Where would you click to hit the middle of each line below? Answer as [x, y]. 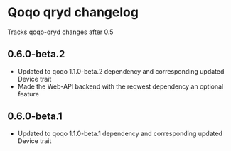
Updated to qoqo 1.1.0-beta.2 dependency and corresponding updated [121, 71]
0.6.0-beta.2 [36, 54]
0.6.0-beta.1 [35, 117]
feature [28, 94]
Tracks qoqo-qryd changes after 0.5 [60, 32]
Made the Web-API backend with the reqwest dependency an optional [120, 86]
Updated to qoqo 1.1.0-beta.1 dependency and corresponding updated [120, 133]
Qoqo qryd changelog [73, 12]
